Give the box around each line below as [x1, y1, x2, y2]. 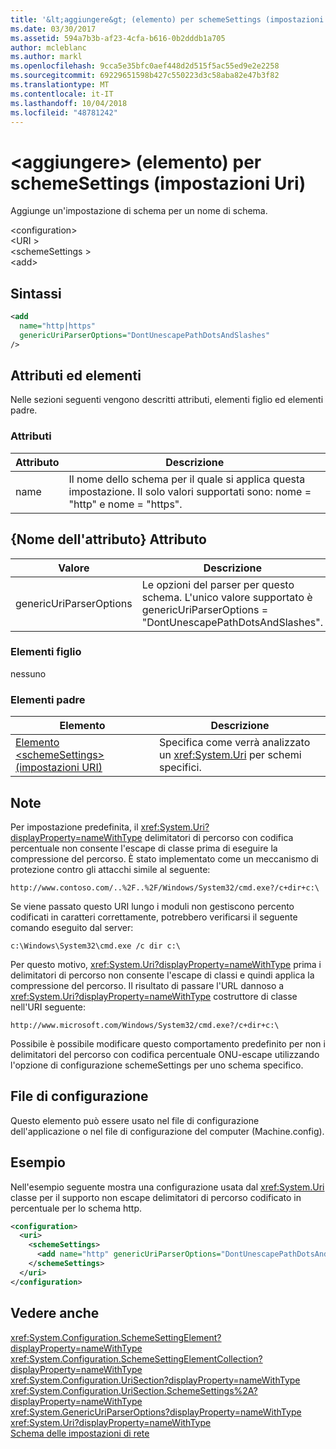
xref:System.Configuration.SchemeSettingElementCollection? [10, 1352, 263, 1365]
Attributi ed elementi [10, 367, 142, 385]
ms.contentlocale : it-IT [10, 89, 114, 99]
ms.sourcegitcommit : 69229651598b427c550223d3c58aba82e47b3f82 [10, 71, 280, 81]
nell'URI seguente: [10, 1001, 87, 1013]
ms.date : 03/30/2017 [10, 24, 97, 34]
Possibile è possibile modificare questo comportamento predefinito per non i [10, 1037, 326, 1050]
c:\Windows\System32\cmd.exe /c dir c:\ [10, 941, 182, 951]
